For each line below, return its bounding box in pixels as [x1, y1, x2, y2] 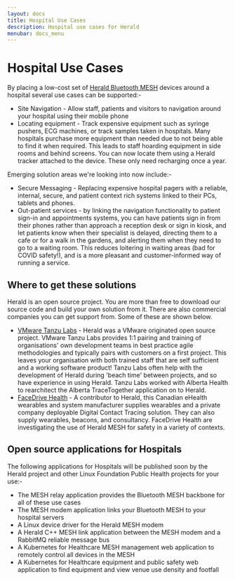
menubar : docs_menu [7, 30, 65, 37]
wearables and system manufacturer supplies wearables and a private [17, 401, 221, 409]
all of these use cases [17, 498, 81, 507]
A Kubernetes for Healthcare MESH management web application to [17, 542, 215, 551]
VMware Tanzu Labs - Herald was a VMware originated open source [17, 326, 216, 334]
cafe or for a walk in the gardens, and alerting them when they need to [17, 236, 222, 244]
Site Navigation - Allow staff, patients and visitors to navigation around [17, 105, 221, 113]
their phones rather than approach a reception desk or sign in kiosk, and [17, 221, 227, 230]
